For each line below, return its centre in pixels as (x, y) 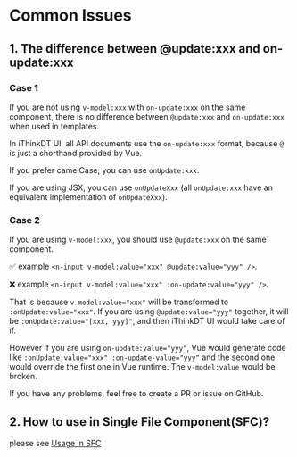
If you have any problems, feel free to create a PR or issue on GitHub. (136, 394)
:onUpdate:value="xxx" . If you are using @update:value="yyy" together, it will (149, 312)
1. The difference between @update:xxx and (135, 49)
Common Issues (70, 16)
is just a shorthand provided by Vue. (76, 153)
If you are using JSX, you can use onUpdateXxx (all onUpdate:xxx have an (141, 187)
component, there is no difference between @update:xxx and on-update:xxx (147, 116)
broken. (23, 377)
